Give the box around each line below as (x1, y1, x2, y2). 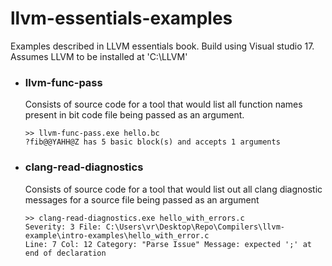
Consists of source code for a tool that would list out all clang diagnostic (24, 183, 323, 195)
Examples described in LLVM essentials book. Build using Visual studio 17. (10, 40, 315, 52)
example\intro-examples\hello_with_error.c (24, 230, 210, 241)
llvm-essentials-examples (10, 7, 233, 30)
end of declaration (24, 248, 107, 258)
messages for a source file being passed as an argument (24, 193, 260, 206)
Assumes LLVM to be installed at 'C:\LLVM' (10, 50, 188, 62)
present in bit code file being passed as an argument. (24, 109, 245, 121)
